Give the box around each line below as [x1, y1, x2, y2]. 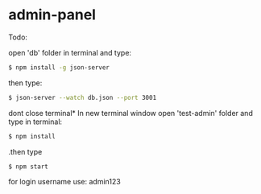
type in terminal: [8, 117, 63, 126]
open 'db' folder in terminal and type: [8, 47, 131, 57]
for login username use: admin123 [8, 177, 121, 187]
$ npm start [8, 163, 48, 171]
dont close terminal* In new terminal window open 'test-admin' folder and [8, 108, 254, 118]
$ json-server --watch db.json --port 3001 [8, 93, 157, 101]
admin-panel [8, 6, 97, 24]
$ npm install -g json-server [8, 63, 110, 72]
